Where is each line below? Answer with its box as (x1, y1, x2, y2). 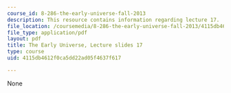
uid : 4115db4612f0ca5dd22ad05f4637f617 (7, 55, 122, 62)
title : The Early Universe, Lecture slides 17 (7, 42, 143, 49)
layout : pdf (7, 36, 41, 42)
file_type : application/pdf (7, 29, 88, 36)
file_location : (7, 23, 51, 29)
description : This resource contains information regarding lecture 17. (7, 16, 220, 23)
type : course (7, 49, 45, 55)
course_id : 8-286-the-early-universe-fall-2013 (7, 10, 146, 17)
